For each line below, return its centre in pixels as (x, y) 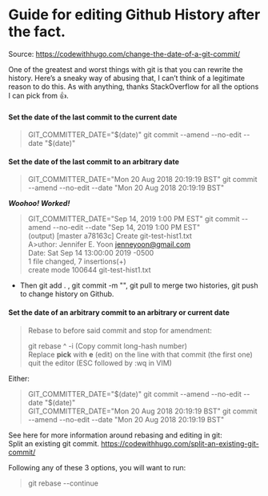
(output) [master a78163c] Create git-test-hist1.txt (110, 236)
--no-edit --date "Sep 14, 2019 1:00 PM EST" (126, 228)
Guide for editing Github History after (134, 15)
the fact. (37, 32)
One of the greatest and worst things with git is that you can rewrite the (126, 69)
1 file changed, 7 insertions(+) (77, 261)
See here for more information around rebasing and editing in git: (115, 435)
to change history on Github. (67, 294)
